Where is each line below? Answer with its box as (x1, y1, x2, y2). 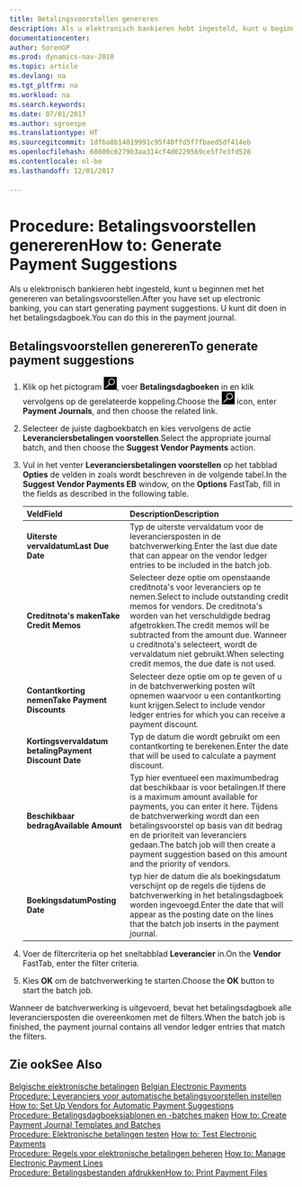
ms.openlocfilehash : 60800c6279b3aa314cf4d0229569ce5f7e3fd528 (9, 148, 252, 157)
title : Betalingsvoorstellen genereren (9, 14, 159, 23)
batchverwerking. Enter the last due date (129, 541, 279, 551)
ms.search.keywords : (9, 100, 87, 109)
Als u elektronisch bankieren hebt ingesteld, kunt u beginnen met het (9, 283, 265, 294)
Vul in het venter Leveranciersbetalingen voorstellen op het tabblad (22, 460, 278, 471)
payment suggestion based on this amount (129, 849, 288, 859)
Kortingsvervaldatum (26, 736, 109, 747)
